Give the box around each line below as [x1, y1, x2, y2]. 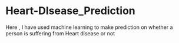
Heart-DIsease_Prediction [5, 4, 136, 18]
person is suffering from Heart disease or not [5, 29, 115, 37]
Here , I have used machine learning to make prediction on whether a [5, 24, 173, 31]
